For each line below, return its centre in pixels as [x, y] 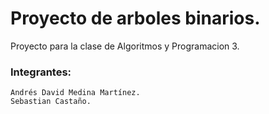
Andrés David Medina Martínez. [75, 93]
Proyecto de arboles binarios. [135, 18]
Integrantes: [41, 72]
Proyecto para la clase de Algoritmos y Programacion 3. [125, 46]
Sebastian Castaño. [51, 102]
